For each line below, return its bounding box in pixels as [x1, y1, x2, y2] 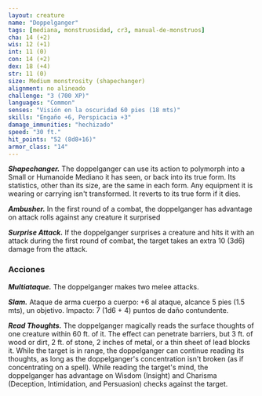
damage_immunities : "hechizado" [8, 121, 114, 129]
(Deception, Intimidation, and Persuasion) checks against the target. [8, 379, 228, 388]
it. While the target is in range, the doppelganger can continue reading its [8, 346, 245, 355]
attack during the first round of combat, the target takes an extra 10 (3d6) [8, 236, 246, 245]
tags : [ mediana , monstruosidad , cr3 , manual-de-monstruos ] [8, 26, 206, 34]
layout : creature [8, 11, 65, 20]
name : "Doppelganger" [8, 19, 79, 27]
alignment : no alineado [8, 84, 86, 93]
